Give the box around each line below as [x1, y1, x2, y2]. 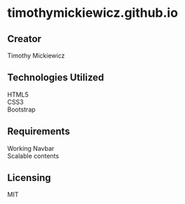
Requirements [7, 125, 70, 137]
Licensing [7, 172, 51, 184]
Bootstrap [7, 105, 36, 114]
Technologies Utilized [7, 72, 104, 83]
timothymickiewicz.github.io [7, 5, 179, 21]
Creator [7, 33, 42, 45]
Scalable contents [7, 151, 60, 160]
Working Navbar [7, 144, 55, 152]
